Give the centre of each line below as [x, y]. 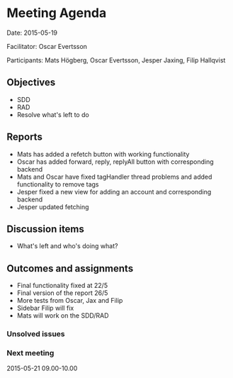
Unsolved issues [36, 334]
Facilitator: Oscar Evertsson [47, 46]
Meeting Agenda [57, 13]
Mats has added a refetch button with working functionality [103, 154]
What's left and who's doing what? [67, 246]
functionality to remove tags [58, 184]
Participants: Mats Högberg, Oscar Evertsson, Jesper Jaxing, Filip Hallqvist [116, 60]
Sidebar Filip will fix [45, 308]
